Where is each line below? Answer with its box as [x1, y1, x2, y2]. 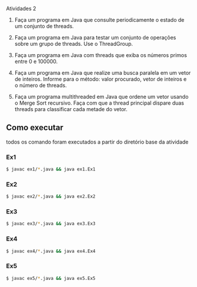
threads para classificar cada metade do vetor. [14, 106, 128, 112]
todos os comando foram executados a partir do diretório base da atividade [6, 138, 189, 145]
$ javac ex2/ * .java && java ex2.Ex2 [6, 193, 96, 199]
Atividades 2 [6, 5, 36, 12]
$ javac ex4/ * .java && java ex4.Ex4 [6, 248, 96, 254]
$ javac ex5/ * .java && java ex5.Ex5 [6, 275, 96, 281]
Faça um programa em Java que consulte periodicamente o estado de [14, 16, 185, 23]
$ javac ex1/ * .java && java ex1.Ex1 [6, 166, 96, 172]
